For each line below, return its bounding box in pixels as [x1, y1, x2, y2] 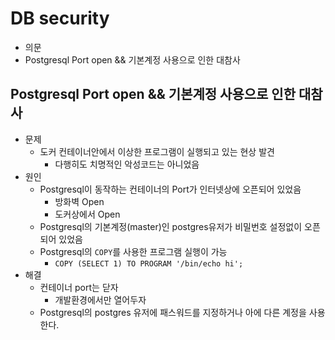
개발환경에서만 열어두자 [54, 293, 147, 306]
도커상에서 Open [54, 208, 121, 220]
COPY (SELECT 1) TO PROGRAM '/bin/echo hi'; [54, 258, 244, 269]
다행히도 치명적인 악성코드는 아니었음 [54, 158, 200, 170]
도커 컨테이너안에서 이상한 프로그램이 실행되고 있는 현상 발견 [39, 145, 275, 157]
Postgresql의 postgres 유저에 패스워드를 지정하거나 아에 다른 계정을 [39, 306, 307, 318]
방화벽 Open [54, 195, 105, 207]
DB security [10, 7, 110, 30]
